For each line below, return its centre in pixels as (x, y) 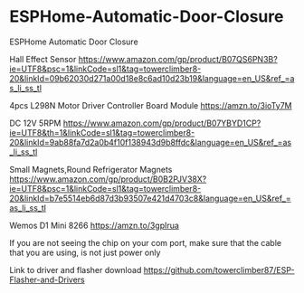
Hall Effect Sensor (43, 59)
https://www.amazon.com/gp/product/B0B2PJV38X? (108, 179)
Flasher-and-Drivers (47, 279)
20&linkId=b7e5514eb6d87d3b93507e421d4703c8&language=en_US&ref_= (150, 198)
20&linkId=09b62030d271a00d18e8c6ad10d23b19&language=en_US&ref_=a (152, 78)
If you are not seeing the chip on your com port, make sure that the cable (146, 242)
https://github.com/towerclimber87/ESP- (219, 269)
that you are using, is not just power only (85, 252)
